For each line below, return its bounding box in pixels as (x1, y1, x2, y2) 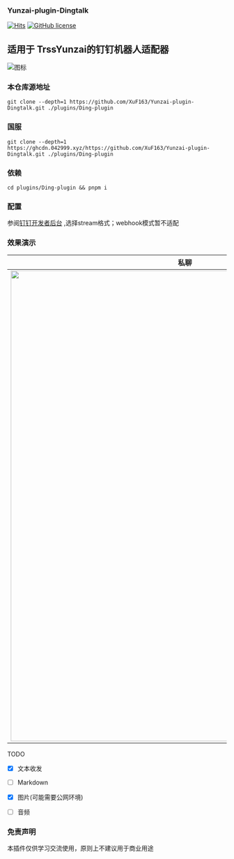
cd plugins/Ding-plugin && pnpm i (7, 184, 108, 191)
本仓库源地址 (7, 82, 51, 92)
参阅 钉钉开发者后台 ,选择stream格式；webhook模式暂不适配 (7, 219, 180, 227)
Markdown (17, 778, 49, 786)
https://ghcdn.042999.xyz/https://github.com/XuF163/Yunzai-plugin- (7, 144, 210, 151)
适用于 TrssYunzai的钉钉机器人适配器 (7, 43, 169, 55)
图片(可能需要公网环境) (17, 793, 84, 801)
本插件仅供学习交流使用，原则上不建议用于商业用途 (7, 844, 154, 853)
